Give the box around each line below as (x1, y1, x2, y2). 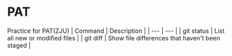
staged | (7, 41, 31, 49)
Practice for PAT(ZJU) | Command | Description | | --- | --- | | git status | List (7, 27, 225, 35)
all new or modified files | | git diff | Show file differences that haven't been (7, 33, 220, 42)
